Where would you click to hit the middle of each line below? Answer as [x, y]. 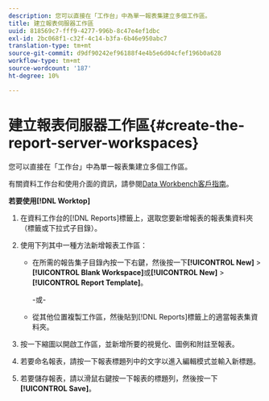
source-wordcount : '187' [50, 69]
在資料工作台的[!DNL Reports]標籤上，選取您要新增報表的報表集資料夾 [137, 218]
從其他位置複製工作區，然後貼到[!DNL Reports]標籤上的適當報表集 [141, 316]
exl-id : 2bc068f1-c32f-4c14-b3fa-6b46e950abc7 [88, 38]
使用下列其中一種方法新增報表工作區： [83, 245]
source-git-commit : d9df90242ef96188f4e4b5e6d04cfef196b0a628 [115, 53]
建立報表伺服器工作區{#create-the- [126, 125]
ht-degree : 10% [34, 76]
